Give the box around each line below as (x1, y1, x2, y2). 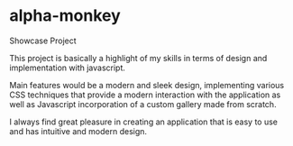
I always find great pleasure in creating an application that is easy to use (9, 116, 278, 127)
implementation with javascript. (9, 62, 126, 73)
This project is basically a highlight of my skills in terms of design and (9, 52, 268, 63)
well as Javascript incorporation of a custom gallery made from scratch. (9, 98, 277, 109)
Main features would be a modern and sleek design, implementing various (9, 79, 285, 90)
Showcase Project (9, 35, 77, 46)
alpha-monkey (9, 5, 122, 26)
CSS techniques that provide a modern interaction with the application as (9, 89, 281, 100)
